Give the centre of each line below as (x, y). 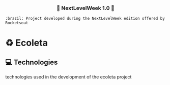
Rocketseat (17, 23)
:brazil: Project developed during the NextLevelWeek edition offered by (85, 19)
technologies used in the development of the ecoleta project (68, 77)
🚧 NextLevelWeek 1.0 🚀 (86, 8)
